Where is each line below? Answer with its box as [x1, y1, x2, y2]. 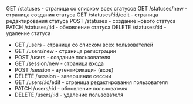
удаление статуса [6, 30, 51, 37]
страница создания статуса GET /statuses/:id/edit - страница [6, 11, 158, 18]
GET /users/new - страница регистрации [14, 48, 116, 55]
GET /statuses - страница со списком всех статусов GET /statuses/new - [6, 5, 188, 12]
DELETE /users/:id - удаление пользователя [14, 91, 124, 98]
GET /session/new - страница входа [14, 60, 104, 67]
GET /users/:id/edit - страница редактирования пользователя [14, 79, 168, 86]
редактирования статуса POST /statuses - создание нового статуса [6, 18, 176, 24]
